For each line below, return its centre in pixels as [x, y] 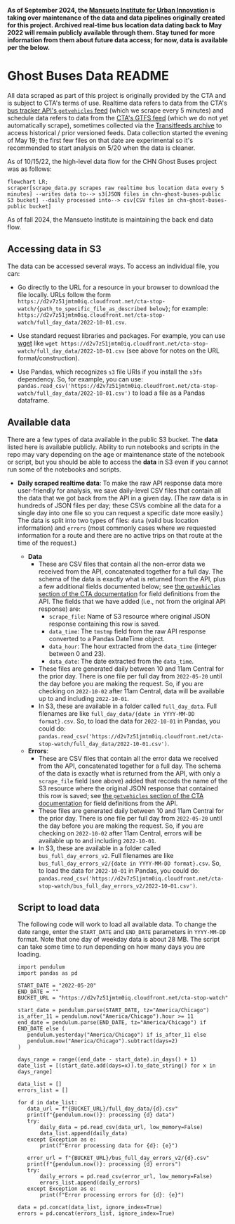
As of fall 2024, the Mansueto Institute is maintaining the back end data [110, 219]
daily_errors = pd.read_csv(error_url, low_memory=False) [126, 1177]
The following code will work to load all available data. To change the [117, 924]
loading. [29, 954]
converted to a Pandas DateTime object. [107, 638]
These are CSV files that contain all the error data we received [128, 758]
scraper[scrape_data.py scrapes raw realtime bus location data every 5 [116, 188]
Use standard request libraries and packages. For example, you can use [121, 335]
